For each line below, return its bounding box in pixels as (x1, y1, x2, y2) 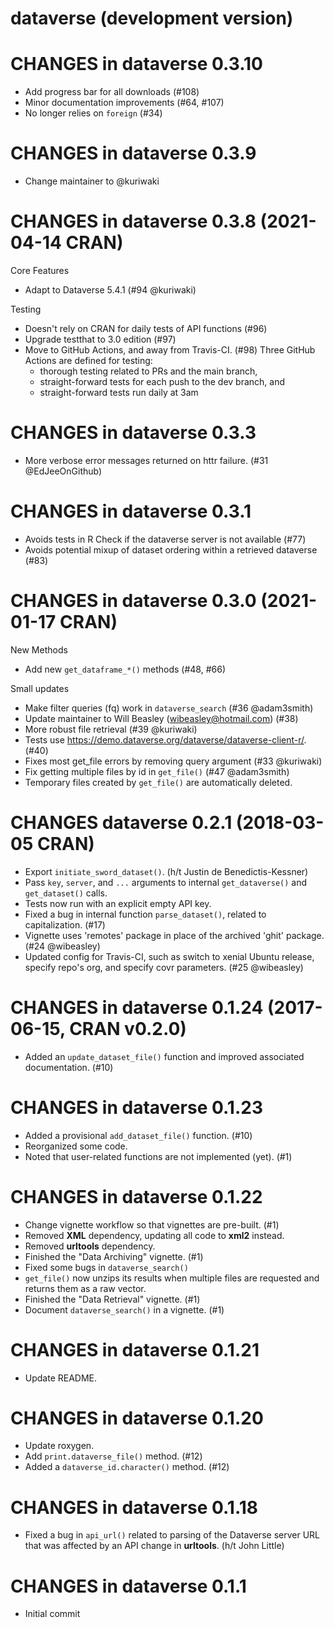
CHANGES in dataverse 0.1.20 (10, 1407, 264, 1429)
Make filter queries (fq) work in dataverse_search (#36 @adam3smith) (24, 702, 314, 714)
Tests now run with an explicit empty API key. (24, 897, 212, 909)
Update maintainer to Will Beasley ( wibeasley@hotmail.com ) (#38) (24, 712, 299, 724)
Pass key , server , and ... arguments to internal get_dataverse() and (24, 876, 308, 888)
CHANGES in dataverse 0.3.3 (10, 422, 257, 444)
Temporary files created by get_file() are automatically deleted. (24, 776, 293, 788)
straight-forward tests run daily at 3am (39, 387, 199, 398)
